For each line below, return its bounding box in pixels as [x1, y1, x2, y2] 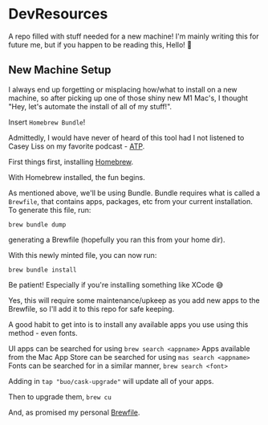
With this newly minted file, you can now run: [8, 250, 157, 259]
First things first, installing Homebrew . [8, 157, 134, 166]
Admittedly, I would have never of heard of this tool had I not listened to [8, 133, 245, 142]
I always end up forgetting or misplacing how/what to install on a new [8, 84, 238, 94]
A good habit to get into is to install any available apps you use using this [8, 319, 249, 329]
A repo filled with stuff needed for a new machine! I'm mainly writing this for [8, 31, 259, 41]
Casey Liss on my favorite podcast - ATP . [8, 141, 145, 151]
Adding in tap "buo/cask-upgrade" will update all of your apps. [8, 376, 214, 386]
